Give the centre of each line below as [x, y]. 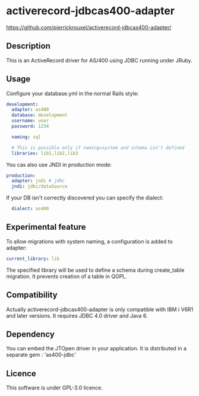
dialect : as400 [30, 209]
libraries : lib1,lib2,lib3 [45, 153]
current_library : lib [33, 259]
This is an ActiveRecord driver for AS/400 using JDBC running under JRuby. [99, 60]
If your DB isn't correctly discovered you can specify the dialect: [85, 198]
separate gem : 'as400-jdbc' [41, 355]
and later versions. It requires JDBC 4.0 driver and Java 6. [77, 315]
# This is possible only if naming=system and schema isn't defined [98, 148]
